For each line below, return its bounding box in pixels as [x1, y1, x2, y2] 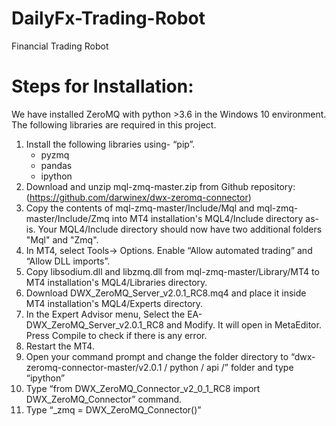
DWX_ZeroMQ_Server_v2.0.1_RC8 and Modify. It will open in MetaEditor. [25, 318, 322, 331]
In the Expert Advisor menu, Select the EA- [25, 308, 203, 320]
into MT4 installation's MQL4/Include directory [111, 212, 304, 224]
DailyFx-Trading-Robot [11, 7, 206, 30]
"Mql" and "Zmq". [25, 233, 99, 246]
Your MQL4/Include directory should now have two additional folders [37, 223, 323, 235]
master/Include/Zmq [25, 212, 110, 224]
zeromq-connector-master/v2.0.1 [25, 361, 163, 373]
